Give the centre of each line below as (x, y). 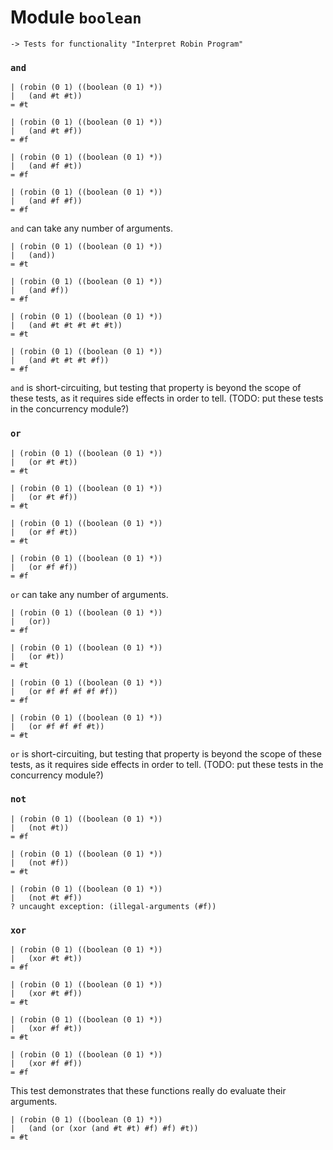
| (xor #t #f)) (46, 994)
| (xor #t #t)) (46, 959)
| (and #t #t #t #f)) (60, 361)
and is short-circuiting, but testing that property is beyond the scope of (156, 388)
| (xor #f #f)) (46, 1064)
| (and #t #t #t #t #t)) (66, 326)
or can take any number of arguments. (89, 594)
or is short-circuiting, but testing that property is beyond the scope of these (166, 753)
